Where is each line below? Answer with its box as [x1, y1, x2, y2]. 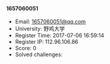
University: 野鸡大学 [15, 25, 65, 32]
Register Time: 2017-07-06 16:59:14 [15, 32, 105, 39]
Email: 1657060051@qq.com [15, 18, 86, 25]
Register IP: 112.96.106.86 [15, 38, 79, 45]
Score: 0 [15, 45, 37, 52]
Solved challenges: [15, 51, 63, 58]
